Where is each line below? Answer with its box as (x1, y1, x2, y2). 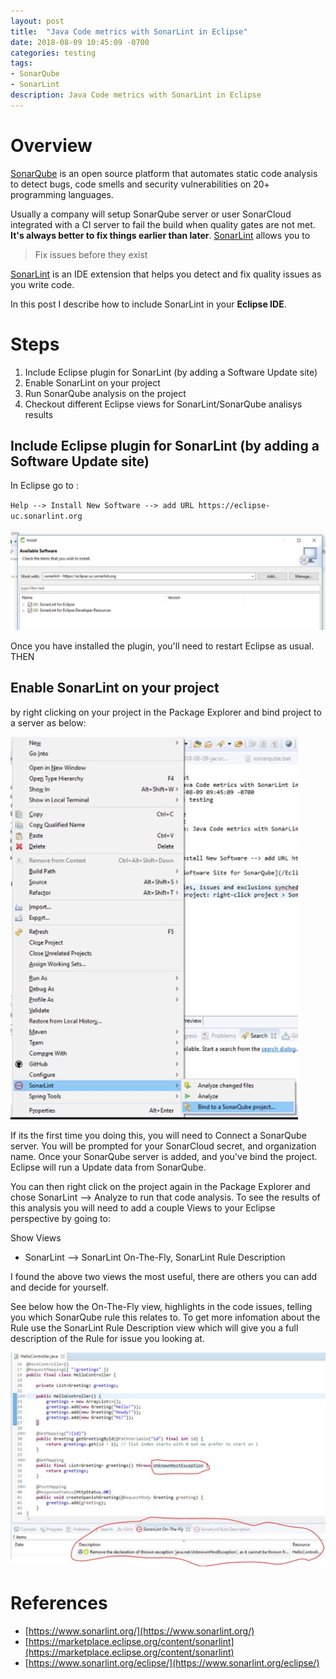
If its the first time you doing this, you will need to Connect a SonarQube (10, 1129, 307, 1141)
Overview (10, 134, 93, 157)
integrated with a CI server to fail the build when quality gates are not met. (10, 218, 316, 230)
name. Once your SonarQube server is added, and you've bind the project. (10, 1150, 318, 1162)
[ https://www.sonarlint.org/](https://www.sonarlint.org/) (24, 1625, 255, 1637)
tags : (10, 58, 33, 69)
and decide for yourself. (10, 1281, 109, 1293)
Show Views (10, 1231, 62, 1244)
